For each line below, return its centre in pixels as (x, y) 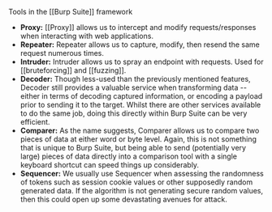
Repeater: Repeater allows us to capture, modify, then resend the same (140, 45)
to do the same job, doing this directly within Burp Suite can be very (134, 113)
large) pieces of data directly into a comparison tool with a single (129, 156)
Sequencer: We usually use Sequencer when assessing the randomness (142, 174)
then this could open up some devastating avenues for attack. (123, 199)
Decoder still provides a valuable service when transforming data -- (134, 87)
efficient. (35, 122)
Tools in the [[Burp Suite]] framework (71, 12)
